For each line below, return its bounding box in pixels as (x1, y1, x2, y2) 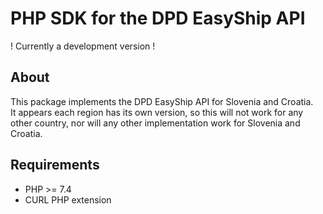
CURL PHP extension (24, 193, 112, 206)
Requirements (10, 157, 100, 174)
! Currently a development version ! (10, 40, 156, 52)
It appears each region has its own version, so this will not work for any (10, 106, 304, 118)
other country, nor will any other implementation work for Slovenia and (10, 117, 301, 129)
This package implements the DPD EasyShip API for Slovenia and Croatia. (10, 95, 314, 107)
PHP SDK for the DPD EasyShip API (10, 7, 306, 30)
